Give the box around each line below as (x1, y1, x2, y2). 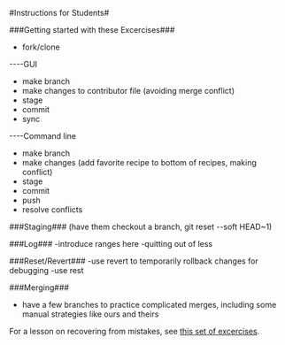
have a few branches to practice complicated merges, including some (21, 300, 277, 310)
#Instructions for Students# (9, 8, 110, 18)
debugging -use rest (9, 265, 84, 275)
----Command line (9, 131, 77, 141)
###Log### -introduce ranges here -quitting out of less (9, 239, 213, 249)
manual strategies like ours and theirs (21, 309, 159, 319)
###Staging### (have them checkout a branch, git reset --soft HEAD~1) (9, 221, 273, 232)
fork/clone (21, 42, 60, 52)
